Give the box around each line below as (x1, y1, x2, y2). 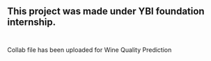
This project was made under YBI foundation (7, 6, 205, 17)
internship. (7, 17, 56, 28)
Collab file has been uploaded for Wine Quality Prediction (7, 45, 172, 54)
